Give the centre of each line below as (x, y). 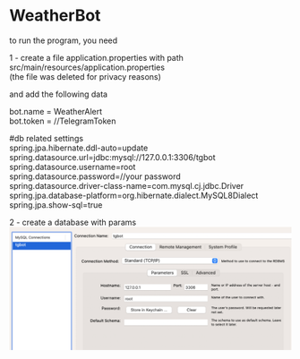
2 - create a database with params (73, 222)
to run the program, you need (64, 40)
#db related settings (46, 138)
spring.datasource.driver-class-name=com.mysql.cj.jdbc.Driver (127, 185)
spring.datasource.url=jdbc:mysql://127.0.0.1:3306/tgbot (112, 157)
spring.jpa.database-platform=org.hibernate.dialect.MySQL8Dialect (134, 195)
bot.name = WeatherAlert (56, 111)
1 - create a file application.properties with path (96, 57)
